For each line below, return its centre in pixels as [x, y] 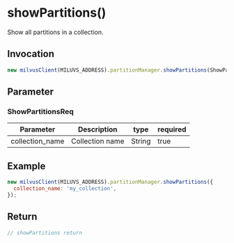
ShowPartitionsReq [41, 111]
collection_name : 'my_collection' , [65, 189]
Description [97, 130]
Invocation [31, 54]
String [141, 141]
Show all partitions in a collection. [55, 32]
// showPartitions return [45, 233]
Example [26, 166]
